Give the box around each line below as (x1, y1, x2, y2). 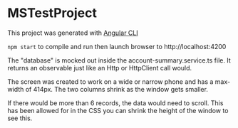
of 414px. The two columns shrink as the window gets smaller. (25, 85, 209, 93)
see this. (7, 114, 33, 122)
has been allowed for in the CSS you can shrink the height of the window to (7, 106, 229, 114)
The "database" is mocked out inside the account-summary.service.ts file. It (7, 55, 232, 65)
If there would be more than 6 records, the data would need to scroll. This (7, 98, 224, 107)
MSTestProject (7, 5, 98, 21)
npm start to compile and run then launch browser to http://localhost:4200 (7, 42, 227, 50)
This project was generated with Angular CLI (7, 28, 138, 37)
